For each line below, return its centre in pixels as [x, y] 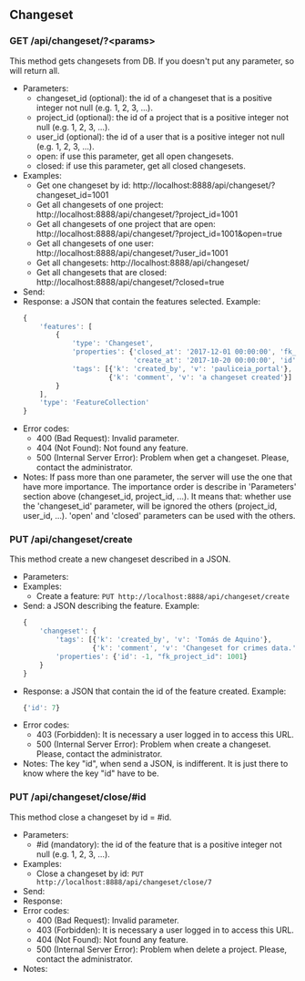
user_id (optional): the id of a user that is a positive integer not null [160, 137]
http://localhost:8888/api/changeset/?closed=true [130, 282]
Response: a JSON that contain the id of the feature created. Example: [154, 691]
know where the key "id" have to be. [91, 773]
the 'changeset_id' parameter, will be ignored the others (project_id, [150, 506]
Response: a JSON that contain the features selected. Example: [142, 301]
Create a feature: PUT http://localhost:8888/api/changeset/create [163, 596]
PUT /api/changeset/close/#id [78, 797]
